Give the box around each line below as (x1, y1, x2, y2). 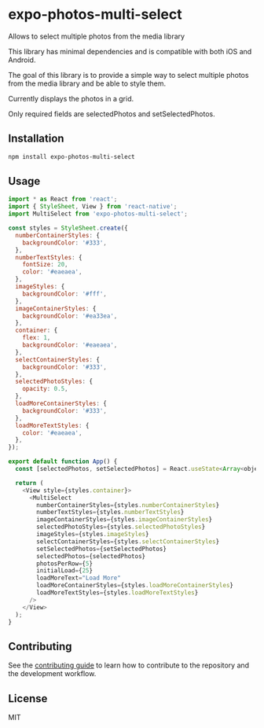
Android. (8, 55, 36, 64)
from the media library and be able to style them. (8, 79, 167, 88)
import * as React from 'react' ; (8, 195, 118, 204)
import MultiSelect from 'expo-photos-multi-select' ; (8, 210, 189, 218)
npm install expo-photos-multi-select (8, 153, 135, 160)
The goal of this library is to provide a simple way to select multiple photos (8, 70, 249, 79)
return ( (15, 479, 44, 487)
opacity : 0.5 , (22, 385, 68, 393)
